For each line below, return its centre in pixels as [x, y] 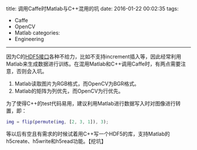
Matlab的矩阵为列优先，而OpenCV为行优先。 [69, 91]
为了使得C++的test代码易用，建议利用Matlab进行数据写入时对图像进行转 [94, 103]
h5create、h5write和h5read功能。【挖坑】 [56, 141]
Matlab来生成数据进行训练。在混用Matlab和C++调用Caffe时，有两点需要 [94, 64]
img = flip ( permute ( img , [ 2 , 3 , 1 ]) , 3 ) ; [57, 122]
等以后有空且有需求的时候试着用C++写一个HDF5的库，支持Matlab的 [88, 134]
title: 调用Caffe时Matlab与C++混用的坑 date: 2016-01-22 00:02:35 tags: [92, 8]
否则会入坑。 [32, 71]
